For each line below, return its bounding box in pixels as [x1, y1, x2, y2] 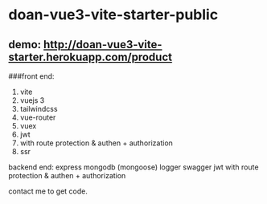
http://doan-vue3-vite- [43, 38, 162, 51]
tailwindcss [19, 104, 58, 113]
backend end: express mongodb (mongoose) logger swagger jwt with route [8, 162, 259, 172]
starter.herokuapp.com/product [8, 50, 173, 63]
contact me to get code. [8, 186, 88, 196]
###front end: [8, 71, 55, 81]
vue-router [19, 112, 56, 122]
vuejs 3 [19, 96, 45, 105]
